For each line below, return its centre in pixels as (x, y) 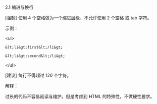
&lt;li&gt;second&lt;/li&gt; (35, 56)
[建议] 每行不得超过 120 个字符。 (38, 75)
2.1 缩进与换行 (19, 7)
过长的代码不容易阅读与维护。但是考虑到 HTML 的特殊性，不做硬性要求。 (80, 96)
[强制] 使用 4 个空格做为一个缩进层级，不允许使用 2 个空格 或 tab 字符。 (78, 18)
